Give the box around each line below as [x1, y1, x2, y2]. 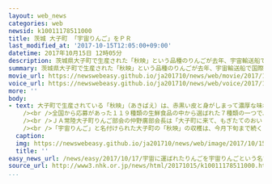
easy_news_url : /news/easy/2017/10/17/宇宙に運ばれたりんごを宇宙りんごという [8, 154, 257, 162]
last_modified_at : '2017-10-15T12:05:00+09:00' [8, 42, 172, 50]
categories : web [8, 19, 63, 27]
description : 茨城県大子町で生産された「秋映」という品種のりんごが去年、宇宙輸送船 [8, 57, 261, 65]
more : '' [8, 86, 38, 95]
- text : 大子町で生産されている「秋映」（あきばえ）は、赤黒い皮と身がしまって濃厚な [8, 102, 257, 110]
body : [8, 94, 27, 102]
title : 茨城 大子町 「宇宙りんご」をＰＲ [8, 34, 132, 43]
